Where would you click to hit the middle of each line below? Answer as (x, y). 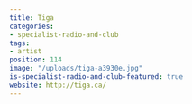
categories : (32, 26)
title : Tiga (32, 18)
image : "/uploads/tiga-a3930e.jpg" (76, 69)
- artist (26, 52)
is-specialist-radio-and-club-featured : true (96, 77)
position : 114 (36, 60)
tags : (19, 43)
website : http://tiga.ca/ (58, 85)
